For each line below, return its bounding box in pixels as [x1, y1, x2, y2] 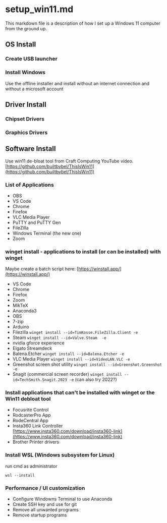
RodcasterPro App [12, 412, 51, 418]
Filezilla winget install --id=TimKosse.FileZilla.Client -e [12, 329, 138, 335]
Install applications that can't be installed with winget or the [5, 389, 155, 396]
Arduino [12, 324, 29, 330]
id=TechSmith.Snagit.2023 [12, 377, 67, 383]
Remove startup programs [12, 512, 67, 518]
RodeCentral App [12, 418, 49, 424]
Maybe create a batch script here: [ [5, 266, 79, 272]
